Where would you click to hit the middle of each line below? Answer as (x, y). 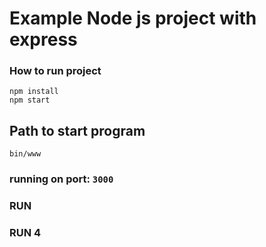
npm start (30, 100)
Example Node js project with (133, 18)
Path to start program (77, 130)
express (43, 39)
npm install (34, 92)
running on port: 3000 (61, 179)
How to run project (55, 71)
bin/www (25, 154)
